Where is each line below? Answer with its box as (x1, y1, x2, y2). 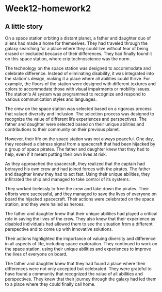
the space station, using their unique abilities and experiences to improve (5, 246, 151, 252)
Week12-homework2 (5, 3, 91, 14)
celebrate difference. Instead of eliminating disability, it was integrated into (5, 71, 154, 76)
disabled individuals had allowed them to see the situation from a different (5, 221, 153, 227)
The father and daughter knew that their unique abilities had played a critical (5, 211, 158, 217)
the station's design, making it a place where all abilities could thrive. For (5, 76, 150, 81)
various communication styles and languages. (5, 96, 97, 102)
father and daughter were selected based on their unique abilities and (5, 121, 145, 127)
